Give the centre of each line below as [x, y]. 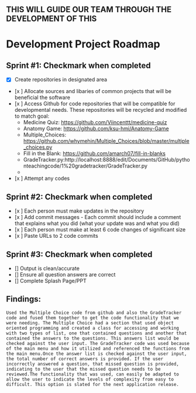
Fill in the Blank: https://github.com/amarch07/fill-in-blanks [94, 153]
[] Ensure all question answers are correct [65, 275]
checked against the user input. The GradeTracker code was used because [98, 343]
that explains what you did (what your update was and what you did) [97, 223]
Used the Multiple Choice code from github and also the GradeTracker [94, 313]
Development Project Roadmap [83, 44]
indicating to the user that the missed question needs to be [83, 369]
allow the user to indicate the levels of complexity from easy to [90, 379]
